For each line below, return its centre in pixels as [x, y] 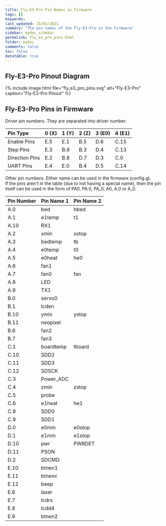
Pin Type [18, 133]
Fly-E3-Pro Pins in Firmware [49, 109]
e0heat [49, 258]
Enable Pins [21, 141]
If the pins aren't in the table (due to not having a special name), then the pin [83, 183]
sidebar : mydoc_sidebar [30, 33]
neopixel [51, 322]
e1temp [50, 218]
